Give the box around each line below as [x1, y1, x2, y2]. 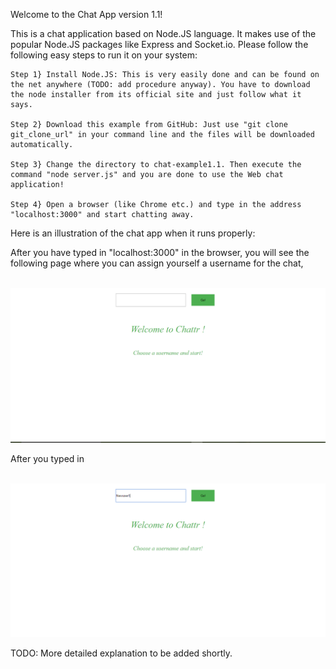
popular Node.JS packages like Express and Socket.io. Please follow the [10, 39, 309, 50]
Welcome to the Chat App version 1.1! [10, 9, 163, 20]
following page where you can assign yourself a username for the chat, [10, 257, 304, 269]
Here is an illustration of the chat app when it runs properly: [10, 227, 256, 239]
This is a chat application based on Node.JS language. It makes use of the [10, 28, 317, 39]
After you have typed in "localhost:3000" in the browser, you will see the [10, 247, 310, 258]
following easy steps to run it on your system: [10, 49, 198, 61]
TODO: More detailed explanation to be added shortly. [10, 647, 233, 659]
